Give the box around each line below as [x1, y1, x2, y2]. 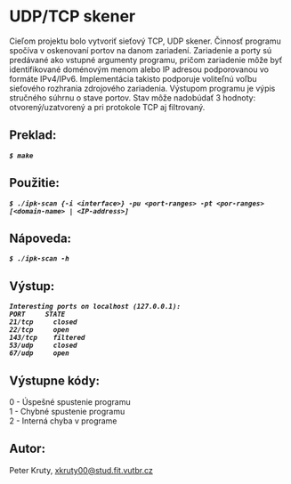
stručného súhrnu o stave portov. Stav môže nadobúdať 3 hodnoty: [9, 92, 256, 103]
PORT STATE [9, 310, 66, 319]
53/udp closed [9, 341, 77, 351]
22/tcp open [9, 326, 69, 335]
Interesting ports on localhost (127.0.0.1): [9, 302, 181, 311]
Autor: [9, 441, 46, 456]
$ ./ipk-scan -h [9, 254, 69, 263]
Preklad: [9, 127, 57, 143]
